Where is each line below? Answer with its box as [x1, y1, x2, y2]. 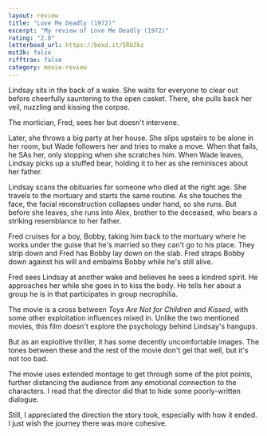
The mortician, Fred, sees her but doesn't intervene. [8, 117, 179, 127]
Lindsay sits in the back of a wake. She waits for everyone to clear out [8, 85, 238, 95]
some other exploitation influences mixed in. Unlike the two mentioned [8, 313, 240, 322]
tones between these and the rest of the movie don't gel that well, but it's [8, 345, 249, 355]
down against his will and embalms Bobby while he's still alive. [8, 256, 214, 267]
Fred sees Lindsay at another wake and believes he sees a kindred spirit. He [8, 272, 258, 282]
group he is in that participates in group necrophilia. [8, 289, 178, 298]
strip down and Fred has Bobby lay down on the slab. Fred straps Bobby [8, 248, 245, 258]
